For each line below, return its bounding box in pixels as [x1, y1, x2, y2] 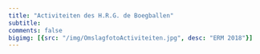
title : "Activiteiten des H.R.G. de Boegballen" [8, 11, 174, 20]
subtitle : [8, 19, 42, 27]
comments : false [8, 26, 63, 34]
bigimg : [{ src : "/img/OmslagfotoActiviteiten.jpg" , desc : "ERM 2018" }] [8, 33, 253, 42]
